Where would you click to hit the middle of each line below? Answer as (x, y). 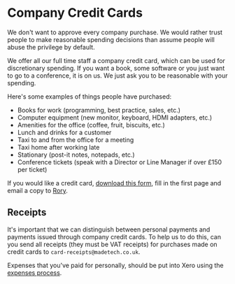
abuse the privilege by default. (51, 47)
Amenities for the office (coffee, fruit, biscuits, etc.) (91, 125)
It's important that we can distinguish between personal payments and (109, 229)
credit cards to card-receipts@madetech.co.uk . (74, 251)
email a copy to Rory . (38, 190)
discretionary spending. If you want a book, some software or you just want (116, 68)
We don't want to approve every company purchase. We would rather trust (115, 32)
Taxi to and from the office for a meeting (76, 140)
